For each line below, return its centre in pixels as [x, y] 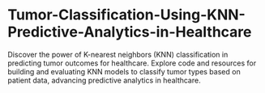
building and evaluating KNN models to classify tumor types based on [124, 71]
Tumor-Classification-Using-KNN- [127, 15]
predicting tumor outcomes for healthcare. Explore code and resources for [132, 63]
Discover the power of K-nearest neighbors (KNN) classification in [118, 54]
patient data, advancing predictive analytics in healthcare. [104, 80]
